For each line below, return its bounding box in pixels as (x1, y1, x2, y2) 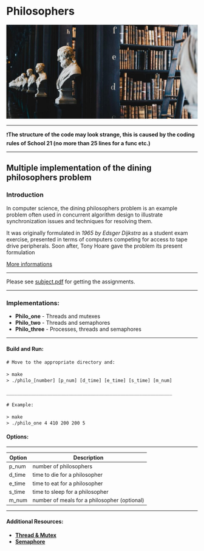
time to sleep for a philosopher (32, 488, 109, 495)
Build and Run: (6, 345, 44, 352)
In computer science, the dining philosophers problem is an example (6, 204, 178, 212)
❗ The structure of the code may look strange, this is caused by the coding (6, 131, 195, 138)
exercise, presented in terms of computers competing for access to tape (6, 235, 188, 243)
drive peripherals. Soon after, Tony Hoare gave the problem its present (6, 242, 183, 249)
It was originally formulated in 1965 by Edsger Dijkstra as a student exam (6, 229, 188, 237)
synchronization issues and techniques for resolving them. (6, 217, 153, 224)
